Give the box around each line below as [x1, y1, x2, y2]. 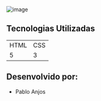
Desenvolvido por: [6, 72, 78, 82]
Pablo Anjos [15, 88, 46, 95]
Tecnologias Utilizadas [6, 23, 95, 34]
